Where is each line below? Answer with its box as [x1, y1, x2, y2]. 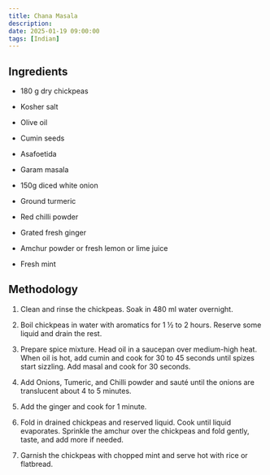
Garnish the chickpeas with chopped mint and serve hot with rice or [20, 450, 248, 460]
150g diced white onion [20, 180, 99, 191]
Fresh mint [20, 259, 56, 269]
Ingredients [8, 64, 68, 78]
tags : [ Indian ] [8, 34, 60, 43]
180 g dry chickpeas [20, 86, 89, 96]
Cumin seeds [20, 133, 65, 143]
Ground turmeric [20, 196, 76, 206]
